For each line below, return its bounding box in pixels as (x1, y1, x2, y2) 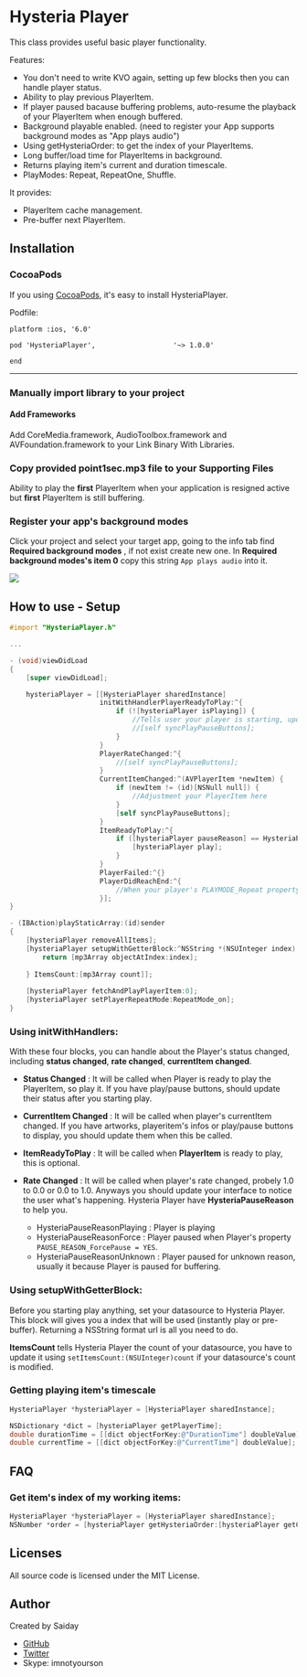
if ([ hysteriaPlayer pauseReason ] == (115, 834, 259, 843)
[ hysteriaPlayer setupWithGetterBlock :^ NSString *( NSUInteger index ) (26, 944, 297, 953)
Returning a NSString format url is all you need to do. (39, 1324, 238, 1335)
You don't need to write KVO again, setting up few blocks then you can (22, 71, 290, 83)
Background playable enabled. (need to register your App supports (22, 121, 275, 132)
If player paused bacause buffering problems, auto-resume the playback (22, 101, 297, 112)
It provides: (9, 187, 52, 198)
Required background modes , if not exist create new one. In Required (9, 546, 278, 557)
